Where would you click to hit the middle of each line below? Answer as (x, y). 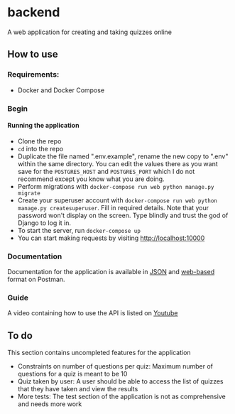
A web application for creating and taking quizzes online (90, 32)
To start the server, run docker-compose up (79, 230)
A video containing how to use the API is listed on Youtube (93, 313)
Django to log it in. (44, 223)
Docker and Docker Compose (61, 90)
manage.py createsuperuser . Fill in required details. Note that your (113, 207)
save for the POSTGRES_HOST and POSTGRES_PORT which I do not (106, 171)
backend (34, 12)
